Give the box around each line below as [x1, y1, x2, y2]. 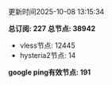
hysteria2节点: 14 [19, 51, 76, 60]
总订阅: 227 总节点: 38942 [8, 24, 96, 33]
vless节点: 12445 [19, 41, 75, 50]
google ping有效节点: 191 [8, 68, 91, 77]
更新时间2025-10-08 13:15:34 [8, 7, 105, 16]
